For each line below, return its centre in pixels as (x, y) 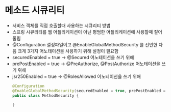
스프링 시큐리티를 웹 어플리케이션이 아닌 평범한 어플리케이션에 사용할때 (82, 32)
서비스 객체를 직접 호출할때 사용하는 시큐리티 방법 (61, 25)
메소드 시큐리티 (35, 10)
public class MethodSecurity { (45, 95)
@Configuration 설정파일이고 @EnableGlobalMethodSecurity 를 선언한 (85, 44)
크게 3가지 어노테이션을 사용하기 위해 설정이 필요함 (68, 51)
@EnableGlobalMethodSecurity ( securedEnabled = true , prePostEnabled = (89, 91)
